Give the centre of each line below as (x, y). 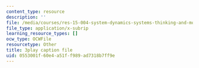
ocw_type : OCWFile (29, 39)
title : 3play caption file (39, 50)
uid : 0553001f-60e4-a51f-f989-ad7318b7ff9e (61, 56)
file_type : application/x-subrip (47, 28)
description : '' (26, 17)
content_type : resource (36, 12)
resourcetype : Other (32, 45)
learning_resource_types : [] (42, 34)
